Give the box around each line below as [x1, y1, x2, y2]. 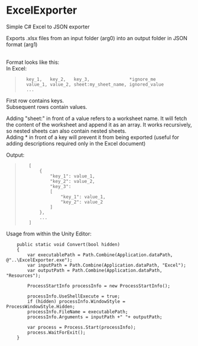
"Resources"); [6, 273, 41, 279]
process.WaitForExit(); [27, 329, 86, 335]
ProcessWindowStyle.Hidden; [6, 303, 76, 309]
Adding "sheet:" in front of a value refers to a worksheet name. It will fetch [6, 115, 187, 122]
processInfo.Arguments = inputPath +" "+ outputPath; [27, 314, 163, 320]
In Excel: [6, 64, 27, 72]
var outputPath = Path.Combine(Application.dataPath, [27, 267, 163, 273]
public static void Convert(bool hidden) [17, 241, 120, 247]
